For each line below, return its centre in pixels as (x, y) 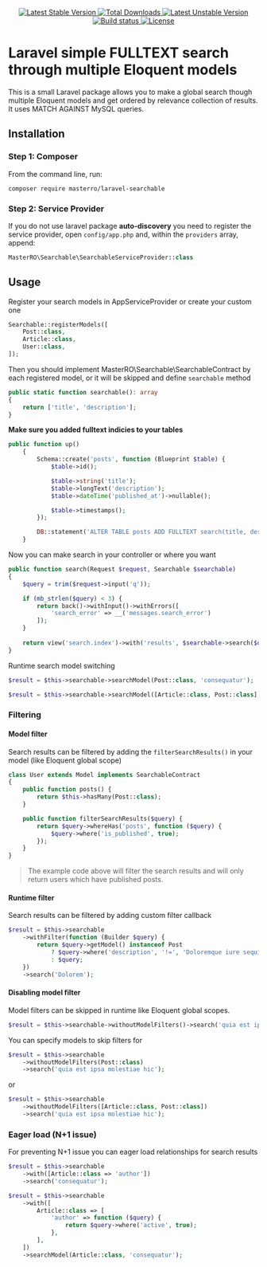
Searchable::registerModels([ (58, 324)
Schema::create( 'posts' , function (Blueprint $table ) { (131, 459)
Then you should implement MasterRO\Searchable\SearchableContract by (130, 369)
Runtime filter (31, 897)
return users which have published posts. (95, 880)
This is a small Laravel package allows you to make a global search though (130, 92)
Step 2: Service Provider (56, 209)
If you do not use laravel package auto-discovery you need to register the (130, 226)
